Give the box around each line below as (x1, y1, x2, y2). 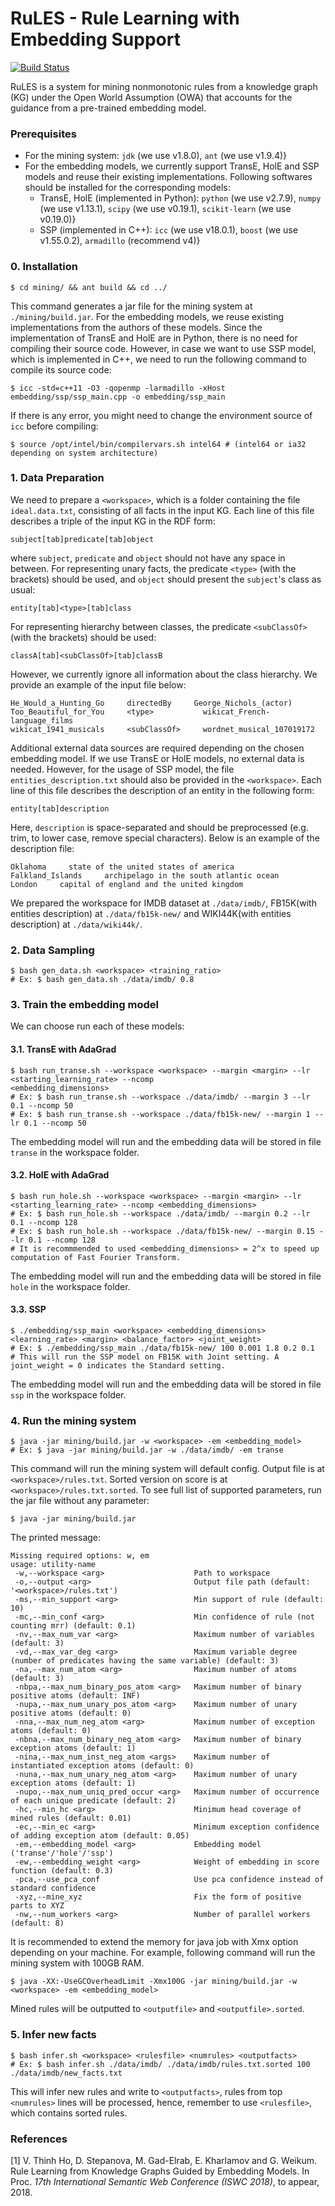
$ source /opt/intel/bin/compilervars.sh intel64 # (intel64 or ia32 (10, 439, 307, 449)
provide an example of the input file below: (10, 678, 187, 691)
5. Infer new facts (10, 2028, 97, 2042)
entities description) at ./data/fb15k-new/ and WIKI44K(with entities (10, 907, 292, 919)
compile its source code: (10, 363, 112, 376)
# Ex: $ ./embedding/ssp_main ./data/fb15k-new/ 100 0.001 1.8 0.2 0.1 (10, 1343, 315, 1354)
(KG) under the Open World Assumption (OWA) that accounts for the (10, 91, 293, 103)
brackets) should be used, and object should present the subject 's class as (10, 573, 322, 585)
